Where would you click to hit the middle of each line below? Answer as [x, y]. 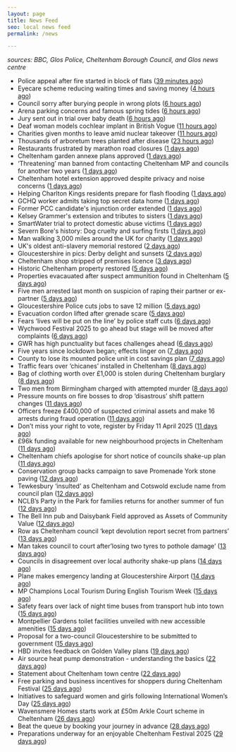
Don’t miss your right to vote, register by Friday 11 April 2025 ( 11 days [117, 426]
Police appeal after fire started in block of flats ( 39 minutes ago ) [110, 81]
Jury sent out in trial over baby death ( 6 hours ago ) [92, 119]
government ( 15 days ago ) [55, 644]
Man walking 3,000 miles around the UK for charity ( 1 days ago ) [110, 239]
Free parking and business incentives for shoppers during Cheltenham [120, 681]
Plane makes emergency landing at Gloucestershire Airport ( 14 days [116, 576]
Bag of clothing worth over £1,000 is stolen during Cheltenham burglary [121, 374]
